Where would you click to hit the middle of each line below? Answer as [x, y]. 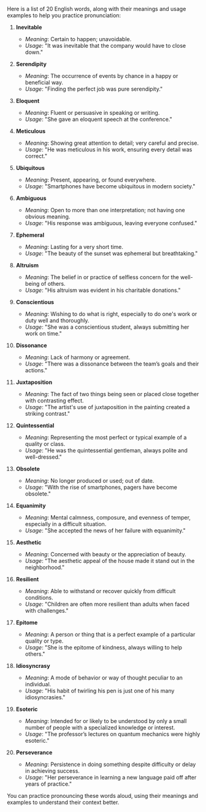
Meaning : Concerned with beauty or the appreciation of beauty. [105, 554]
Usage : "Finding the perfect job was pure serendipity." [94, 89]
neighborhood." [45, 567]
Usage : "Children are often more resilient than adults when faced [107, 604]
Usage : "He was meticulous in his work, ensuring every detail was [109, 149]
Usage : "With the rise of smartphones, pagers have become [101, 487]
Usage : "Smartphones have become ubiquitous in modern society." [110, 186]
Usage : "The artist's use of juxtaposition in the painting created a [107, 407]
